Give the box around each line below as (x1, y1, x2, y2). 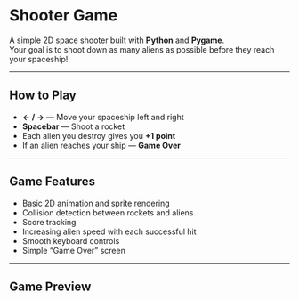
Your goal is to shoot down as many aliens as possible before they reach (9, 44, 275, 54)
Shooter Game (9, 5, 118, 26)
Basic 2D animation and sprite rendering (21, 198, 171, 208)
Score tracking (21, 216, 77, 227)
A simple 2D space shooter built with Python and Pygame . (9, 35, 225, 45)
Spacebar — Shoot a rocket (21, 121, 125, 132)
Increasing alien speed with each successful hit (21, 226, 198, 237)
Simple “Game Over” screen (21, 245, 126, 255)
